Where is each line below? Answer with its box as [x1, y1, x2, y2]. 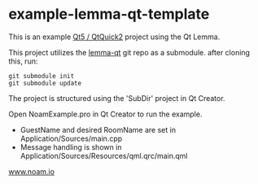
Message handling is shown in [20, 142, 122, 151]
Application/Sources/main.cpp [20, 134, 123, 143]
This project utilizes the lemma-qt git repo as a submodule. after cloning [8, 47, 251, 57]
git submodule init [8, 72, 75, 80]
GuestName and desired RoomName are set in [20, 125, 177, 134]
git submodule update [8, 79, 82, 87]
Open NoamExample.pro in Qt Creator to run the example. [8, 109, 203, 119]
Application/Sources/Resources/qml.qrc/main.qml [20, 151, 188, 160]
